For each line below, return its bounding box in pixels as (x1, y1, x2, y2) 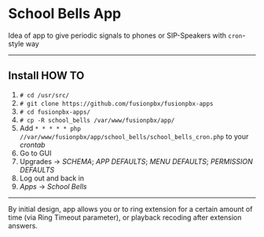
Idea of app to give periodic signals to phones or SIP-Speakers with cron (8, 31, 243, 40)
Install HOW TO (8, 69, 85, 82)
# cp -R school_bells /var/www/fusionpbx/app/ (19, 116, 175, 124)
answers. (8, 221, 38, 230)
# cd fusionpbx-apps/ (19, 108, 90, 116)
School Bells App (8, 5, 122, 23)
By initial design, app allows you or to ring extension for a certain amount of (8, 204, 253, 213)
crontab (19, 140, 46, 149)
